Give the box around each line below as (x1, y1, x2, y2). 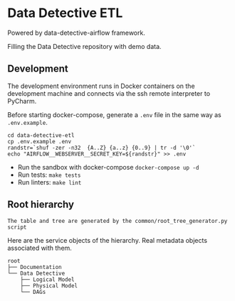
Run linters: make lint (17, 177, 82, 186)
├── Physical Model (20, 282, 78, 289)
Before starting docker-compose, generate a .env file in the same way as (7, 110, 222, 119)
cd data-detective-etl (7, 131, 75, 139)
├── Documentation (7, 263, 62, 270)
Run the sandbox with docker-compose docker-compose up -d (17, 163, 199, 171)
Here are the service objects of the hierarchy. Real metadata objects (7, 236, 208, 244)
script (7, 224, 27, 231)
